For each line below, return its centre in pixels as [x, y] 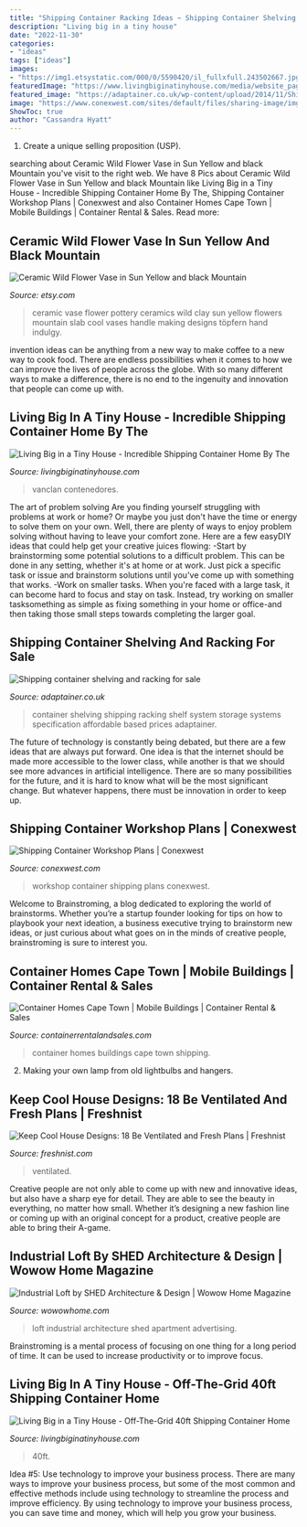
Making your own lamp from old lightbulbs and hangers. [128, 1071]
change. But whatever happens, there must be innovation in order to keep [148, 790]
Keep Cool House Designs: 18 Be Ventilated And [148, 1100]
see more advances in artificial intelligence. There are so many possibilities [151, 771]
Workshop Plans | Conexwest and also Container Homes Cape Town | [141, 203]
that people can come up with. [67, 389]
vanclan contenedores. [75, 489]
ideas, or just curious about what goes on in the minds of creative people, [148, 933]
